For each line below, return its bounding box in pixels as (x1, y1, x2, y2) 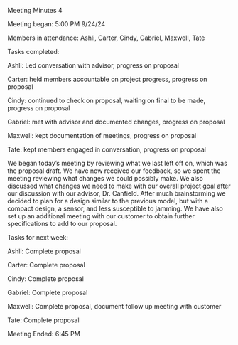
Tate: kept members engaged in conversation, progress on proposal (7, 145, 206, 154)
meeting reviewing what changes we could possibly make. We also (7, 174, 204, 182)
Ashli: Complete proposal (7, 247, 82, 255)
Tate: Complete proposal (7, 316, 80, 324)
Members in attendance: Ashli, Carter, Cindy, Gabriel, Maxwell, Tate (7, 33, 205, 42)
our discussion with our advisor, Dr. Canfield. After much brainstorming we (7, 189, 226, 198)
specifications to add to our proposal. (7, 220, 117, 228)
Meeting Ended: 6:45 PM (7, 330, 80, 338)
